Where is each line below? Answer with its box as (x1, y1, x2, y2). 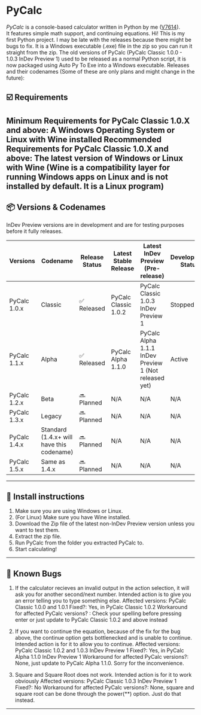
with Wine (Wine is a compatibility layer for (6, 162, 170, 172)
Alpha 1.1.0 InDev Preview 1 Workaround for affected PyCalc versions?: (14, 653, 189, 661)
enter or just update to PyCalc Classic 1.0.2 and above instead (14, 616, 168, 623)
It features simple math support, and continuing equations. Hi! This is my (6, 29, 185, 36)
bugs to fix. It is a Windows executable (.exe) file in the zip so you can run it (6, 42, 193, 50)
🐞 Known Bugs (6, 568, 62, 579)
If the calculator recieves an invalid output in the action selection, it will (14, 585, 190, 592)
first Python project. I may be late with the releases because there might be (6, 36, 191, 43)
